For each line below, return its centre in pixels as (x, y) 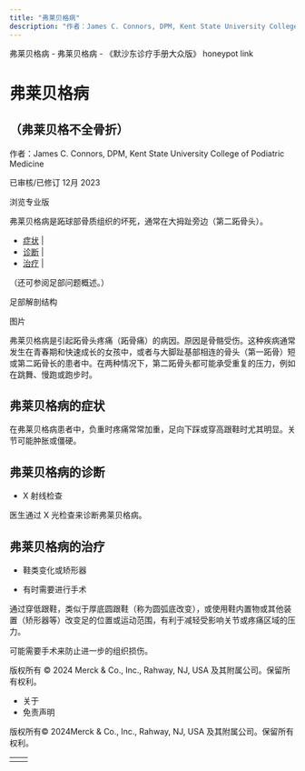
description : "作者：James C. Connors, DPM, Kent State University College (154, 26)
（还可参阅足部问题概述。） (59, 282)
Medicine (27, 164)
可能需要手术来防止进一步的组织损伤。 (81, 650)
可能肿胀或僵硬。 (49, 441)
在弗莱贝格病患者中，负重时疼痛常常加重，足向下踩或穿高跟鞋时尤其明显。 (148, 429)
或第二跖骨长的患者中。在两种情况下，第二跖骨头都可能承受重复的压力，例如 (152, 363)
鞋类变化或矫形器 (54, 570)
